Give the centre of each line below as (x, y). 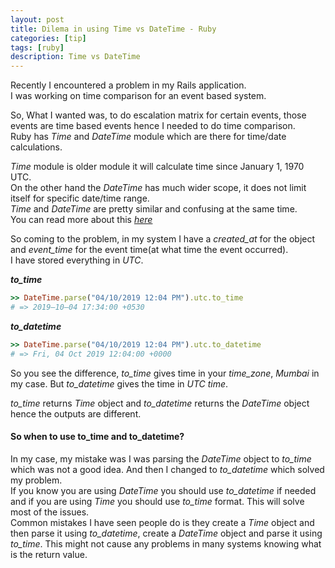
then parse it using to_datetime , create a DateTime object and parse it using (166, 533)
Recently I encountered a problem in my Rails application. (128, 85)
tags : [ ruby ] (37, 47)
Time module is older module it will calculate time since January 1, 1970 (157, 167)
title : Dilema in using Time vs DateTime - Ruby (113, 29)
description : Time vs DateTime (75, 57)
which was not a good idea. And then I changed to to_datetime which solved (167, 469)
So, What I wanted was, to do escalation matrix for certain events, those (158, 115)
